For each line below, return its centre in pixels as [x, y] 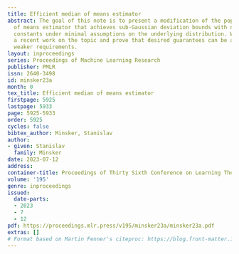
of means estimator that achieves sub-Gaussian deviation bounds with [121, 27]
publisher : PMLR [31, 67]
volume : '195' [28, 179]
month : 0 [20, 87]
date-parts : [32, 199]
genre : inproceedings [39, 186]
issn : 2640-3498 [31, 73]
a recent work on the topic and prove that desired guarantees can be [121, 41]
